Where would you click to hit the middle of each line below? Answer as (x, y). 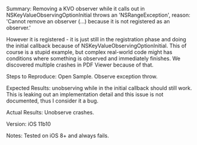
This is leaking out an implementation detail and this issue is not (85, 94)
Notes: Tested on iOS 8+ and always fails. (58, 135)
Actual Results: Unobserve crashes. (50, 112)
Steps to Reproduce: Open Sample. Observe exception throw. (82, 76)
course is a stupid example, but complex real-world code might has (89, 52)
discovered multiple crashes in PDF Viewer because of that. (80, 65)
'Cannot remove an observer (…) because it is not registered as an (88, 21)
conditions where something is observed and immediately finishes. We (93, 58)
